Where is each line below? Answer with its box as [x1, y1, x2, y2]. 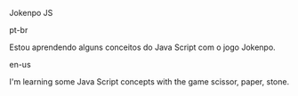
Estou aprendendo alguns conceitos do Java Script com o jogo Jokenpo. [9, 42, 276, 52]
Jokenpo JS [9, 8, 53, 18]
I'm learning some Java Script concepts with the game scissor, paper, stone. [9, 76, 290, 87]
